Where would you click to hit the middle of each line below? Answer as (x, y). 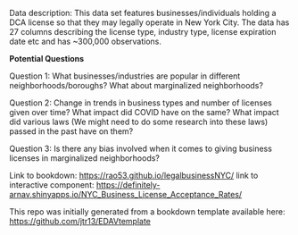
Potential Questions (47, 59)
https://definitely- (128, 185)
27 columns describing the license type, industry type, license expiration (143, 32)
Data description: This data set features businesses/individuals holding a (143, 13)
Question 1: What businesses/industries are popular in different (125, 76)
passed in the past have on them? (71, 131)
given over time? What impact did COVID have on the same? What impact (144, 112)
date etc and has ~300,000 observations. (86, 41)
